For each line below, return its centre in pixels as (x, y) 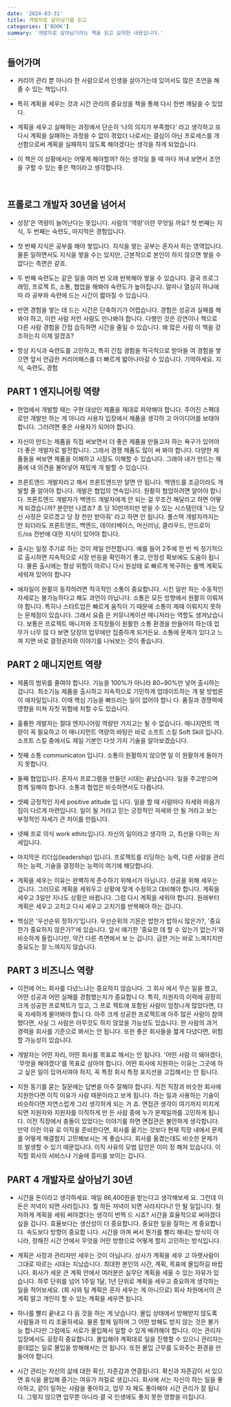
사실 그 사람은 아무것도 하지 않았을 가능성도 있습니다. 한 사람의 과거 (128, 1023)
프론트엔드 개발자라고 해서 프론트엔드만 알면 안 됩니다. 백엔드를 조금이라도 (117, 482)
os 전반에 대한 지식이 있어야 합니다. (73, 534)
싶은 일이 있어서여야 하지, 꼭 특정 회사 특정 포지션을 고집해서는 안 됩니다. (122, 1072)
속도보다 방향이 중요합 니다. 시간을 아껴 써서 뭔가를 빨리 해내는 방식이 (119, 1232)
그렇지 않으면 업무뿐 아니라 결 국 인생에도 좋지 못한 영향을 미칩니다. (117, 1397)
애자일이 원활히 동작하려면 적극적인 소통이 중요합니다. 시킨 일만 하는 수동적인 (120, 589)
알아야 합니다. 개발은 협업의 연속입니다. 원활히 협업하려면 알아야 (123, 490)
